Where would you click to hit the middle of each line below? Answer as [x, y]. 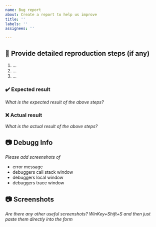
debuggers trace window [38, 183]
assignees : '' [20, 29]
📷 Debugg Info [29, 142]
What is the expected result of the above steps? [54, 102]
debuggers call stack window [43, 172]
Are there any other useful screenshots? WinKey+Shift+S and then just [78, 214]
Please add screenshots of [33, 157]
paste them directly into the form [39, 219]
